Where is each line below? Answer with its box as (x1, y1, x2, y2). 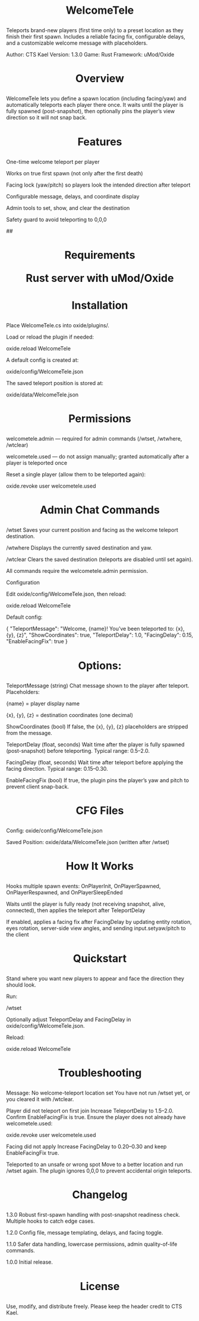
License (80, 1279, 120, 1293)
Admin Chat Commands (39, 503, 160, 517)
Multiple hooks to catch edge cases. (6, 1217, 95, 1225)
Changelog (72, 1188, 128, 1202)
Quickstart (72, 952, 127, 966)
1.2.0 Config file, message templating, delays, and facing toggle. (6, 1229, 163, 1236)
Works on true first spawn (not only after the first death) (6, 169, 144, 176)
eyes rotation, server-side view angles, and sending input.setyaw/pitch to (6, 925, 186, 932)
